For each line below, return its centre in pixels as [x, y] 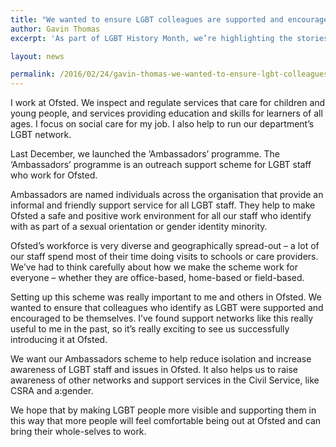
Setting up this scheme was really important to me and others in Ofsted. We [166, 297]
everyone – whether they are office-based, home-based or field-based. [157, 278]
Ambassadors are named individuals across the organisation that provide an [167, 195]
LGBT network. [41, 135]
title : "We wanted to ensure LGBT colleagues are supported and [147, 19]
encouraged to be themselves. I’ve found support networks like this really [162, 318]
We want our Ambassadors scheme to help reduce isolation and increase [161, 359]
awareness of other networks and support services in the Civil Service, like [165, 380]
